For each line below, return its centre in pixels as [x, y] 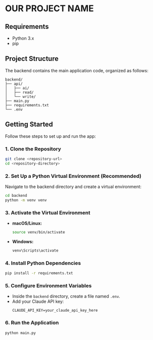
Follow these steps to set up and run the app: [51, 136]
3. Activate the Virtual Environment [48, 212]
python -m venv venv [26, 200]
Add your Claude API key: [38, 301]
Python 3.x [23, 38]
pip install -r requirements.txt [39, 273]
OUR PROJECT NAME [49, 9]
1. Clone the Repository [33, 149]
